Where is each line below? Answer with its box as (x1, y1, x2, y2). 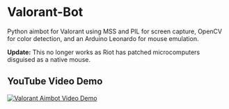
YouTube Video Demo (7, 76, 103, 87)
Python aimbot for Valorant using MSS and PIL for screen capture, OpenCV (7, 27, 223, 35)
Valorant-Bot (7, 4, 84, 20)
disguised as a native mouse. (7, 55, 90, 63)
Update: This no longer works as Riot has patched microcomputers (7, 48, 200, 56)
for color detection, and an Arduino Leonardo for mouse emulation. (7, 34, 199, 42)
